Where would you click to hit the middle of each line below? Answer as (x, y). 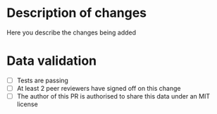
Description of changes (77, 13)
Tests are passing (42, 80)
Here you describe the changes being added (72, 32)
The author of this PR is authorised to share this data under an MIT (113, 96)
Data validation (52, 61)
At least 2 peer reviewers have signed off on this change (99, 88)
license (27, 104)
